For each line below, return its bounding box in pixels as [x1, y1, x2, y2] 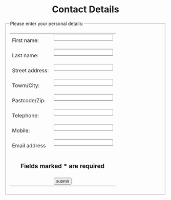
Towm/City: [12, 82, 40, 89]
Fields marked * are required [20, 162, 105, 170]
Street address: [12, 67, 49, 74]
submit [56, 178, 69, 184]
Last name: [12, 52, 39, 59]
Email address [12, 142, 46, 149]
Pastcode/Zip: [12, 97, 46, 104]
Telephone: [12, 112, 39, 119]
